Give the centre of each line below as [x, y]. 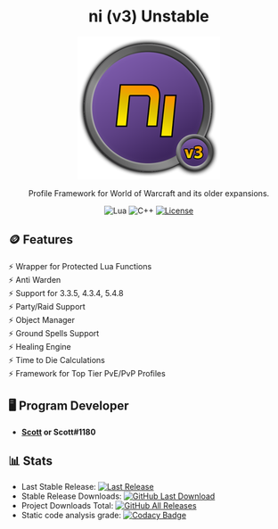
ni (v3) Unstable [149, 17]
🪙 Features [41, 240]
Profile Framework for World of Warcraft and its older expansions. [149, 193]
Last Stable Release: [59, 487]
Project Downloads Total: [67, 506]
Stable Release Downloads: [71, 496]
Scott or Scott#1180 [58, 432]
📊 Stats [31, 461]
